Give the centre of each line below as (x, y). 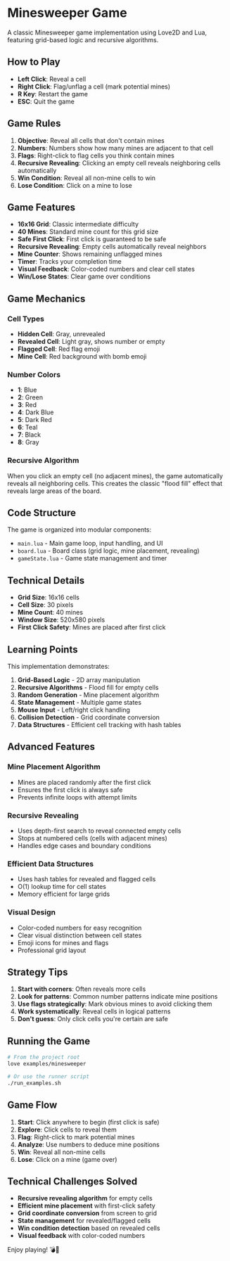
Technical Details (46, 581)
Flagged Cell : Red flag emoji (59, 349)
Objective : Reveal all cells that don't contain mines (91, 140)
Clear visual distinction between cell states (79, 935)
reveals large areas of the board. (55, 491)
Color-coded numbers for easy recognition (79, 928)
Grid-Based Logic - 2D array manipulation (79, 680)
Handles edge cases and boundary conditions (84, 846)
